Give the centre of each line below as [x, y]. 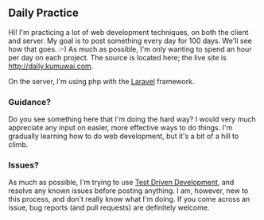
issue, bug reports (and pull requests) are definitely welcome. [109, 208]
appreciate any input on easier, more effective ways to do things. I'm [120, 128]
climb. [18, 145]
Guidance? [30, 102]
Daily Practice [44, 13]
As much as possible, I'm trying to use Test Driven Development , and [121, 183]
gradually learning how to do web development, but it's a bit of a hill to [124, 136]
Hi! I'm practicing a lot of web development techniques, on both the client [128, 32]
